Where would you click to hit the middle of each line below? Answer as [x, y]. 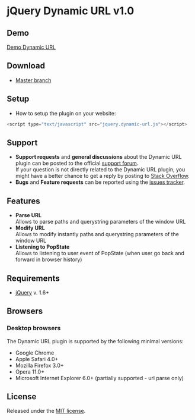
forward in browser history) [49, 259]
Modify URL [30, 228]
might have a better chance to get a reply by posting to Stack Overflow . [103, 176]
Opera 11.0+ [30, 372]
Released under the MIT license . [46, 411]
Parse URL [28, 215]
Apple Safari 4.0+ [37, 359]
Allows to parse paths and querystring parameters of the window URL [100, 222]
